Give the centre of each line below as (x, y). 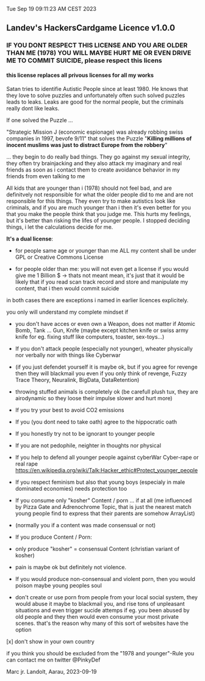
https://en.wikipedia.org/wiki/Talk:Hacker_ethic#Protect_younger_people (106, 470)
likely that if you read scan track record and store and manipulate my (102, 282)
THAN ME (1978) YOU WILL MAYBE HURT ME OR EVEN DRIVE (99, 53)
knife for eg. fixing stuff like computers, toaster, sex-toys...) (90, 337)
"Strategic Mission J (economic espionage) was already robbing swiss (95, 132)
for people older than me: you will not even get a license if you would (102, 268)
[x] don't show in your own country (50, 641)
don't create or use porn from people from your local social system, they (106, 597)
